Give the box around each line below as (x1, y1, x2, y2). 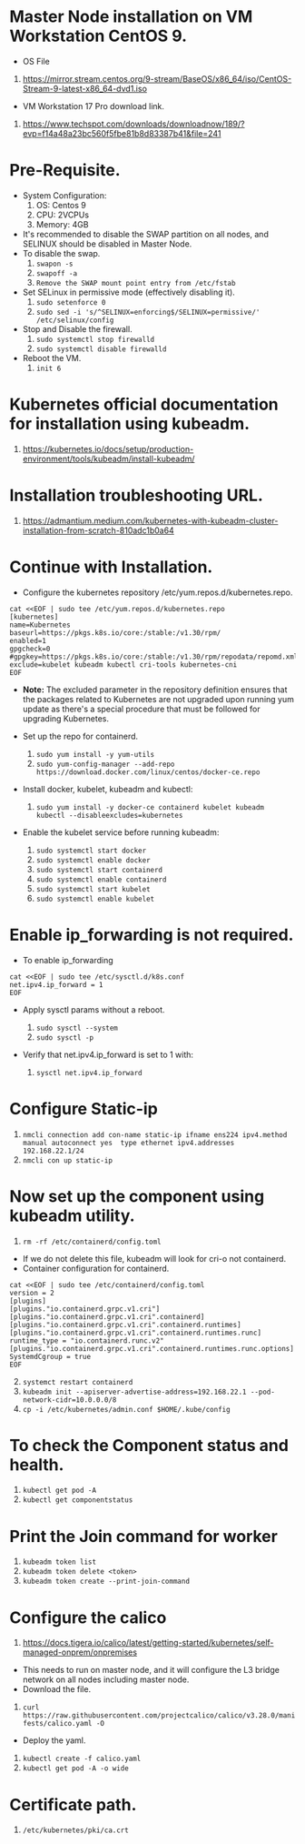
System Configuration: (22, 189, 107, 201)
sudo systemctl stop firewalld (35, 335, 155, 344)
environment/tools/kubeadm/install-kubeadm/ (22, 453, 195, 464)
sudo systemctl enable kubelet (35, 894, 155, 903)
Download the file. (22, 1684, 92, 1695)
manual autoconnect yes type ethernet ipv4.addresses (22, 1138, 235, 1147)
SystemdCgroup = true (9, 1352, 92, 1361)
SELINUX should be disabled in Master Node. (22, 238, 192, 249)
